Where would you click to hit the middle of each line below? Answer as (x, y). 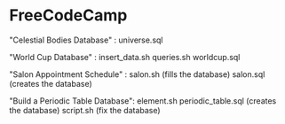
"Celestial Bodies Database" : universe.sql (86, 40)
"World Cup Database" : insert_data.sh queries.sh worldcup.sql (125, 57)
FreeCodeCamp (68, 15)
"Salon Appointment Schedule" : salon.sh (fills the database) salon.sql (137, 74)
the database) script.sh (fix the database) (85, 110)
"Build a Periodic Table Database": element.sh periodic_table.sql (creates (143, 101)
